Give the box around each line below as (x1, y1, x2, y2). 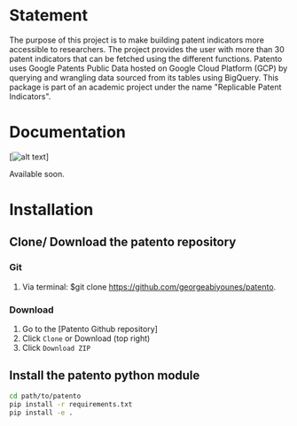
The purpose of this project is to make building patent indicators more (9, 35, 264, 45)
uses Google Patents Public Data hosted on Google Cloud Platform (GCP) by (9, 63, 288, 74)
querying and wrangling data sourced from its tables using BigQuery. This (9, 72, 279, 82)
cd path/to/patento (9, 391, 82, 400)
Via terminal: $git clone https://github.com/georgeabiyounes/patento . (21, 281, 277, 292)
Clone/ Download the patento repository (9, 235, 237, 250)
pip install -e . (9, 408, 74, 417)
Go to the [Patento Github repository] (21, 324, 158, 335)
